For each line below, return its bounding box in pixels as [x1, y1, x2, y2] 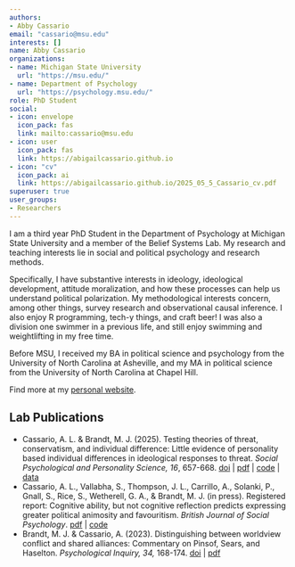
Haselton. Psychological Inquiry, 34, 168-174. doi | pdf [21, 547, 221, 558]
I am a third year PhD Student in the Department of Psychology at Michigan [9, 228, 285, 239]
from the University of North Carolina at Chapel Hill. [9, 366, 199, 377]
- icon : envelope [9, 112, 74, 121]
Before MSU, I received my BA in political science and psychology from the [9, 348, 285, 358]
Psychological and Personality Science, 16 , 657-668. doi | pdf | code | [21, 462, 281, 472]
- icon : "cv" [9, 162, 58, 171]
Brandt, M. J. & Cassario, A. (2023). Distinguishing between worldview [21, 528, 282, 539]
